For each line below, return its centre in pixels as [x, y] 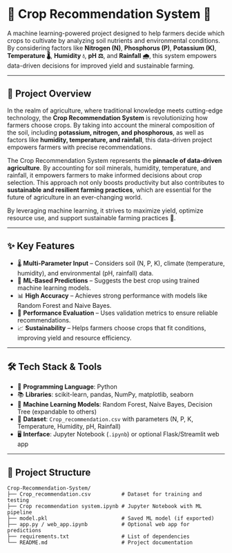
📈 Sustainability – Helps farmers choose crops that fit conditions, [112, 328]
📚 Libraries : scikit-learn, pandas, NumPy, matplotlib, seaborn [105, 395]
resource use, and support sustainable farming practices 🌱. [91, 217]
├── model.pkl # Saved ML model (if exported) [111, 518]
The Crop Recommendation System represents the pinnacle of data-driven [115, 160]
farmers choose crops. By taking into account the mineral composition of [111, 125]
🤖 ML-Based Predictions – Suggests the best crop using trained [108, 280]
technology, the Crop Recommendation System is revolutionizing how [108, 117]
